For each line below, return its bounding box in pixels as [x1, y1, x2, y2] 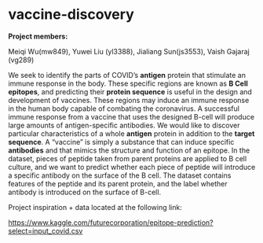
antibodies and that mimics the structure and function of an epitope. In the [8, 145, 250, 155]
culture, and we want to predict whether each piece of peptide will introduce [8, 162, 256, 171]
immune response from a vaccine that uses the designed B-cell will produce [8, 112, 255, 121]
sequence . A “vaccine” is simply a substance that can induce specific [8, 137, 235, 146]
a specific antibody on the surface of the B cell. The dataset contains [8, 171, 232, 180]
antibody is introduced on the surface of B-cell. [8, 187, 162, 197]
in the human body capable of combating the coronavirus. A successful [8, 104, 239, 113]
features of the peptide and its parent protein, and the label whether [8, 179, 228, 188]
